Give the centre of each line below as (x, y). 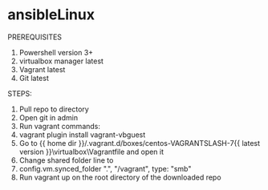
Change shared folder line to (66, 160)
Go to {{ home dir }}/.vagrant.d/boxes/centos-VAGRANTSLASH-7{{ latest (140, 143)
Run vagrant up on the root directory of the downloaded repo (120, 177)
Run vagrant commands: (60, 126)
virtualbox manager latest (61, 61)
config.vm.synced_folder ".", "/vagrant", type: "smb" (105, 168)
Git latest (34, 78)
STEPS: (20, 93)
